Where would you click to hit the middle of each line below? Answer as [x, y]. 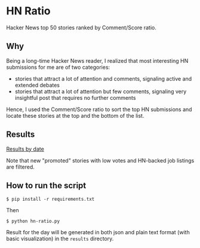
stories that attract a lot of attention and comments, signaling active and [103, 78]
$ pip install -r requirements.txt [50, 199]
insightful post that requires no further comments [75, 97]
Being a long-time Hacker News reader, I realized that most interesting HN [97, 60]
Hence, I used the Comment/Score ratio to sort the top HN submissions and [99, 109]
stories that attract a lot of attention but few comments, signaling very [101, 91]
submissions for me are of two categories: [58, 67]
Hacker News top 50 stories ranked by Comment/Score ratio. [81, 27]
